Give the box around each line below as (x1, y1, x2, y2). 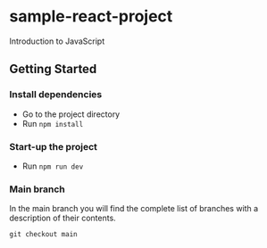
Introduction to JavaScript (9, 36, 105, 46)
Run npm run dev (21, 161, 84, 171)
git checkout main (9, 230, 78, 239)
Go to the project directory (21, 109, 121, 120)
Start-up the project (9, 140, 98, 153)
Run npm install (21, 118, 84, 128)
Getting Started (9, 62, 97, 77)
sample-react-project (9, 6, 173, 27)
